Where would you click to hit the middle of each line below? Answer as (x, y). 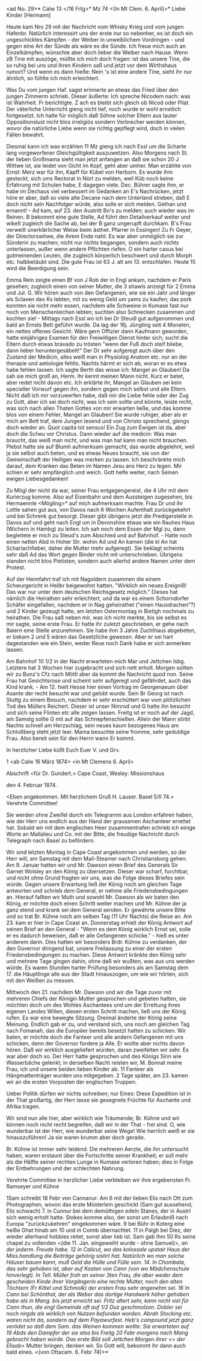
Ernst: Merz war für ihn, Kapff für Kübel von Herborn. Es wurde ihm (90, 172)
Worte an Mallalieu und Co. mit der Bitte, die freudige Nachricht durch (93, 834)
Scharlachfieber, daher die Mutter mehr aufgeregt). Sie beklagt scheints (95, 548)
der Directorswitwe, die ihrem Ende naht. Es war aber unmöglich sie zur (95, 236)
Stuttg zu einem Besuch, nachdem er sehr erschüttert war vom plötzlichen (98, 700)
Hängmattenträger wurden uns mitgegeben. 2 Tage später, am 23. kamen (97, 1076)
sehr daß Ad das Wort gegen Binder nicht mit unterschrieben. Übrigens (94, 554)
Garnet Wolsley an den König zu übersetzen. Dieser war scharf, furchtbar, (98, 871)
